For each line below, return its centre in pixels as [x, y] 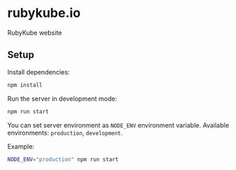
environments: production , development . [65, 132]
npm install [25, 85]
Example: [21, 146]
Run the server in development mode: [62, 98]
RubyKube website [35, 33]
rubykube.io [44, 13]
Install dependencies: [39, 72]
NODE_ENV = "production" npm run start [63, 159]
